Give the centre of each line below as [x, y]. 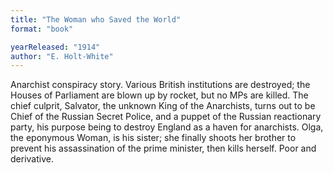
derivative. [32, 159]
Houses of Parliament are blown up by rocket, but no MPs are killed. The [159, 95]
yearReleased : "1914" [55, 47]
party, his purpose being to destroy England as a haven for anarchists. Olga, [167, 127]
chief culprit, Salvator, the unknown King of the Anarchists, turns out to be [163, 106]
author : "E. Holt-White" [62, 56]
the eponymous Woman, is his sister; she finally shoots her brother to [153, 138]
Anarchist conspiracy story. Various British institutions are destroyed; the [160, 85]
